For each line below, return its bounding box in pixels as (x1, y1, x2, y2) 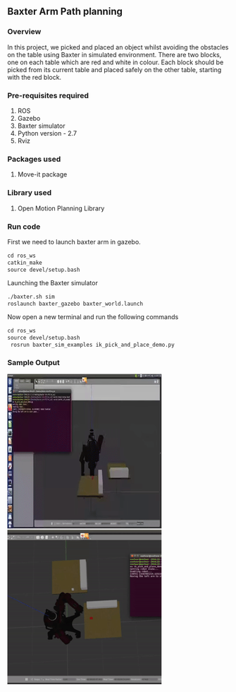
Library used (7, 188, 51, 198)
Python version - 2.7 (17, 129, 77, 137)
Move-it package (17, 170, 68, 179)
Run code (7, 222, 41, 232)
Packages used (7, 154, 61, 164)
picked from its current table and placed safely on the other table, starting (7, 65, 222, 73)
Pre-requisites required (7, 90, 89, 100)
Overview (7, 27, 42, 37)
